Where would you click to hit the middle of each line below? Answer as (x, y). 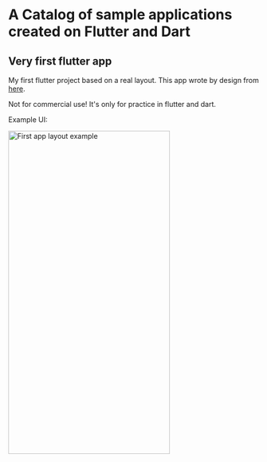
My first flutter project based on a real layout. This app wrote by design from (133, 80)
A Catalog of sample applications (120, 15)
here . (17, 89)
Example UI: (28, 120)
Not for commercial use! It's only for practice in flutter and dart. (112, 104)
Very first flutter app (60, 61)
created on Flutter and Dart (100, 32)
